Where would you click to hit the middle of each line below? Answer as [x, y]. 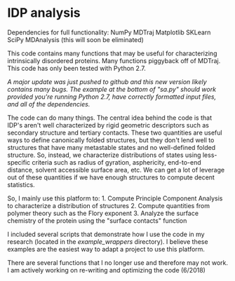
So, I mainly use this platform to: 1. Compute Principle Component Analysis [115, 198]
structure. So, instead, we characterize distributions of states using [104, 155]
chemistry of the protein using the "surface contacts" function [97, 220]
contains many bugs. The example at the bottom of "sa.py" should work [112, 89]
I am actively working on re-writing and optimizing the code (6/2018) [106, 270]
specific [19, 162]
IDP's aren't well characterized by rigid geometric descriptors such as [108, 125]
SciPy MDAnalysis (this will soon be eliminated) [75, 39]
